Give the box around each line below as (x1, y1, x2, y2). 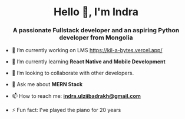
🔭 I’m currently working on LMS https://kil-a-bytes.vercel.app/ (11, 47, 163, 54)
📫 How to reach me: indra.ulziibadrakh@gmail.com (11, 93, 141, 100)
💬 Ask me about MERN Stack (11, 81, 83, 88)
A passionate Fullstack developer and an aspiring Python (12, 26, 180, 35)
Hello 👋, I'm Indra (54, 5, 138, 19)
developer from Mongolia (59, 33, 133, 42)
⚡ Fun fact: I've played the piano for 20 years (11, 107, 121, 114)
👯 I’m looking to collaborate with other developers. (11, 70, 134, 77)
